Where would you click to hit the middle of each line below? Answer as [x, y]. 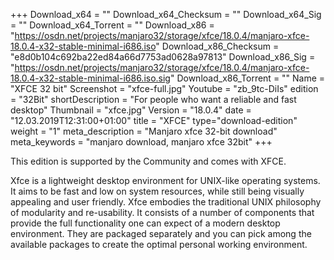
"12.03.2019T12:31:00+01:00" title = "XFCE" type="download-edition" [154, 120]
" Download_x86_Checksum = [217, 46]
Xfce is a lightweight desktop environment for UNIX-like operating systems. [165, 180]
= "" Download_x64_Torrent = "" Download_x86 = [112, 25]
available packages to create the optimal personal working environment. [159, 244]
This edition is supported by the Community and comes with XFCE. [148, 161]
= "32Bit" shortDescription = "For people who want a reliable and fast [153, 99]
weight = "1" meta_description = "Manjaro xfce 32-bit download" [144, 131]
